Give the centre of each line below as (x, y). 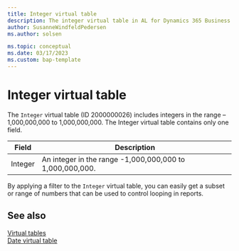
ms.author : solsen (34, 34)
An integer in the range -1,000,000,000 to (113, 159)
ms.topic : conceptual (39, 47)
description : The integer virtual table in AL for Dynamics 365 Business (119, 21)
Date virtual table (32, 240)
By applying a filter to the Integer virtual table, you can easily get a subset (116, 186)
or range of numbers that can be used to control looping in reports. (106, 193)
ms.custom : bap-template (44, 60)
